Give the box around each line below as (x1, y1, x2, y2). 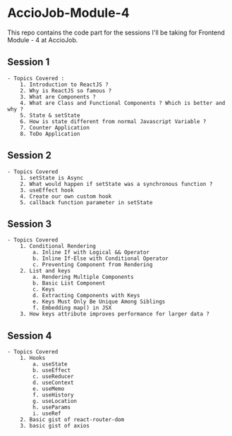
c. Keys (32, 286, 55, 293)
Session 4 (7, 330, 52, 342)
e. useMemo (32, 385, 65, 392)
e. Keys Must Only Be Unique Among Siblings (32, 298, 166, 306)
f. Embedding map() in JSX (32, 304, 112, 311)
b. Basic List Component (32, 280, 106, 287)
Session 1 (7, 56, 50, 68)
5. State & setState (20, 111, 80, 119)
